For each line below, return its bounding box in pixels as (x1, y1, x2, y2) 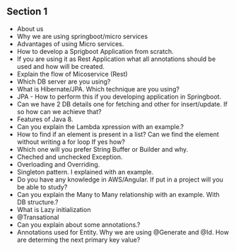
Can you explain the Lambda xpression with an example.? (16, 122, 184, 130)
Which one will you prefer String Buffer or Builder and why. (16, 145, 189, 153)
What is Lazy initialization (16, 205, 91, 213)
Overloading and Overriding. (16, 160, 100, 169)
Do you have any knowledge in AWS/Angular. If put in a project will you (16, 175, 224, 184)
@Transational (16, 213, 59, 221)
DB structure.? (16, 198, 59, 206)
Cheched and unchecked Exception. (16, 152, 123, 161)
